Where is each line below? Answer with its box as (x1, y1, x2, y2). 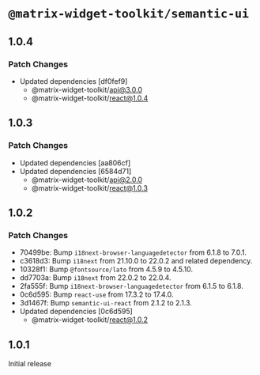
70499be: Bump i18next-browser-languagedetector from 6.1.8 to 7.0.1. (19, 248, 247, 257)
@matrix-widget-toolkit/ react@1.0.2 (31, 315, 149, 324)
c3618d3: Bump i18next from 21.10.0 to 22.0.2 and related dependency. (19, 256, 253, 266)
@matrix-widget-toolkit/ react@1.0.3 (31, 183, 149, 192)
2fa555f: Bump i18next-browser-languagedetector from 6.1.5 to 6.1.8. (19, 282, 243, 291)
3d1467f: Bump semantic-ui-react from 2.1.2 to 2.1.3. (19, 298, 192, 308)
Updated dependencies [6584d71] (19, 166, 132, 176)
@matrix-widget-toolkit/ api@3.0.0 (31, 85, 142, 94)
